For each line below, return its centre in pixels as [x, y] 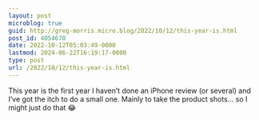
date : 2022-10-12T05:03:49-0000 [62, 46]
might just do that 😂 [42, 107]
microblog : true [35, 23]
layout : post [30, 16]
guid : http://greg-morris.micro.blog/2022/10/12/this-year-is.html [123, 30]
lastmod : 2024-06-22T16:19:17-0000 [68, 53]
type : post [26, 61]
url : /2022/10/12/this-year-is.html [69, 68]
